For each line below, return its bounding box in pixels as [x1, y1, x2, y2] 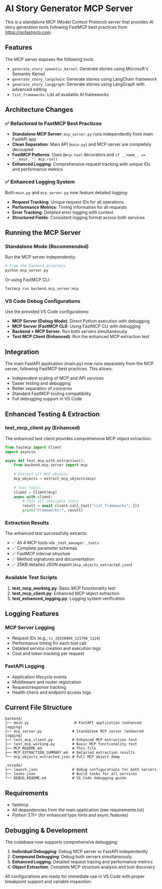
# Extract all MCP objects [14, 472, 68, 477]
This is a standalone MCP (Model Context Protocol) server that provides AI [5, 19, 154, 25]
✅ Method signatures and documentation [12, 556, 94, 562]
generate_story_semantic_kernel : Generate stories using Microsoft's [12, 66, 148, 71]
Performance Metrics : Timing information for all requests [12, 204, 127, 210]
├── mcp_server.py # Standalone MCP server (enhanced [5, 729, 144, 734]
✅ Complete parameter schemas [12, 545, 77, 551]
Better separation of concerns [12, 386, 72, 392]
